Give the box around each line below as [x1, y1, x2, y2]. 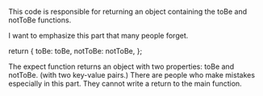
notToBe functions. [8, 15, 72, 25]
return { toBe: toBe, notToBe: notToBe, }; [8, 46, 143, 55]
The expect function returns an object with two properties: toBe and [8, 62, 235, 71]
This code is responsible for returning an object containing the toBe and [8, 7, 248, 16]
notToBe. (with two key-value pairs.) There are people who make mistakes [8, 70, 256, 79]
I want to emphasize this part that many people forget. [8, 31, 189, 40]
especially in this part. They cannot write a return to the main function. [8, 79, 242, 88]
